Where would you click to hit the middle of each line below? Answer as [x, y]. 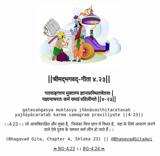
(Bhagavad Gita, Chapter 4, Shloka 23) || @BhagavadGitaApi [79, 139]
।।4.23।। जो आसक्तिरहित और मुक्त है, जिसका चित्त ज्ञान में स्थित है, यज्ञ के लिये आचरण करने [79, 124]
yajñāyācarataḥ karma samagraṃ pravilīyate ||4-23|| [79, 114]
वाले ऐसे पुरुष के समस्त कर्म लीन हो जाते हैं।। [79, 129]
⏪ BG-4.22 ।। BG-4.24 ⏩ [79, 148]
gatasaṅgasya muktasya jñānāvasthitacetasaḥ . [79, 110]
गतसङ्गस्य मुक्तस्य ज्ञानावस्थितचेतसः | [79, 93]
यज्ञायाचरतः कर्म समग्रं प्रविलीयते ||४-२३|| [79, 99]
